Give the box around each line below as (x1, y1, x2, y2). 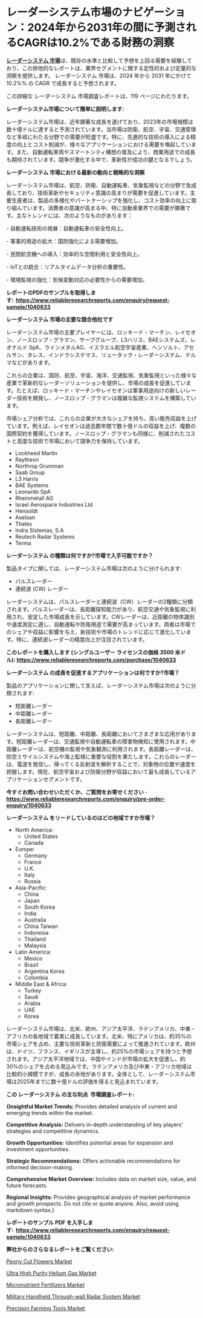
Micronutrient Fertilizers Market (6, 1281, 85, 1288)
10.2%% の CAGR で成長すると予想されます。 (6, 79, 120, 86)
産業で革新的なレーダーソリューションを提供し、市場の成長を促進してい (6, 379, 186, 386)
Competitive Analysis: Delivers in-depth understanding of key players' (6, 1121, 184, 1128)
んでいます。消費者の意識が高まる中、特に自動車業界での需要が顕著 (16, 204, 185, 212)
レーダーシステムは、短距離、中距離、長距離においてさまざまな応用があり (6, 730, 192, 738)
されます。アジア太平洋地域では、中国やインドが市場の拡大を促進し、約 (6, 1055, 186, 1062)
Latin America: (14, 948, 51, 955)
